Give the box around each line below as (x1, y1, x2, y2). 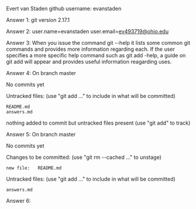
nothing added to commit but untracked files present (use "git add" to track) (6, 119, 191, 126)
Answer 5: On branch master (6, 131, 76, 138)
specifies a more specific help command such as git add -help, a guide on (6, 52, 186, 58)
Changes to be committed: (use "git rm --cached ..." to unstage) (6, 154, 162, 161)
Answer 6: (6, 197, 31, 204)
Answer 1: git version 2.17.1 (6, 17, 70, 23)
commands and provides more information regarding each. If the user (6, 45, 175, 53)
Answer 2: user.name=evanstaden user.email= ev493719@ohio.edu (6, 28, 169, 35)
